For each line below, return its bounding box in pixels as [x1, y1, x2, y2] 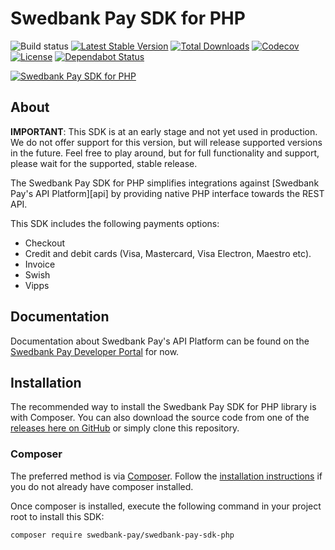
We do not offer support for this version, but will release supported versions [10, 136, 323, 148]
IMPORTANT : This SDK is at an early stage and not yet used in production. [10, 125, 318, 137]
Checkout [24, 237, 66, 249]
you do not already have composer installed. [10, 480, 194, 492]
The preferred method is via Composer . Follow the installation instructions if [10, 470, 323, 482]
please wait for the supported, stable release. [10, 157, 198, 169]
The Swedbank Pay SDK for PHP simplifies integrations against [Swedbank [10, 177, 320, 189]
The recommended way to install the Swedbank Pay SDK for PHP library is [10, 401, 317, 413]
